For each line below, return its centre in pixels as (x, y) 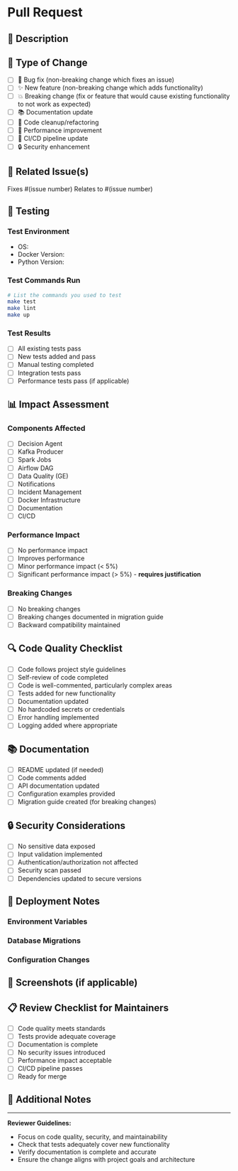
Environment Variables (47, 921)
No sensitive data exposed (56, 846)
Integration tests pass (49, 373)
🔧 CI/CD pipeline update (53, 138)
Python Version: (41, 262)
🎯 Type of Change (47, 62)
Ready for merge (42, 1076)
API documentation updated (58, 786)
